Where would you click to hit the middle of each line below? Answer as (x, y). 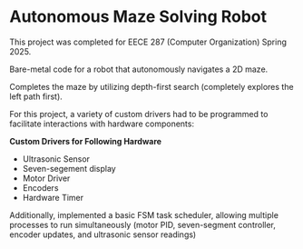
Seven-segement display (69, 168)
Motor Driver (46, 178)
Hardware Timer (53, 197)
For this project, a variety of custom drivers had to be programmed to (139, 114)
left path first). (36, 96)
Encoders (40, 187)
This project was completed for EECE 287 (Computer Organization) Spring (148, 42)
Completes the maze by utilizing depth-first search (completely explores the (151, 86)
